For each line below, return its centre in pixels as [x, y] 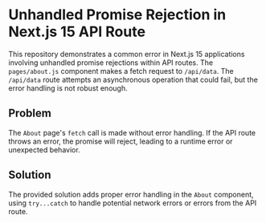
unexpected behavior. [44, 149]
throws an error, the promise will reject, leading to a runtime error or [121, 141]
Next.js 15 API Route [77, 32]
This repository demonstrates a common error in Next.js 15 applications [127, 54]
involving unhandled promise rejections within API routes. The [111, 63]
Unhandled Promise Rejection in [117, 15]
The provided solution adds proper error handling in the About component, [131, 194]
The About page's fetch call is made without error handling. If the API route [132, 132]
